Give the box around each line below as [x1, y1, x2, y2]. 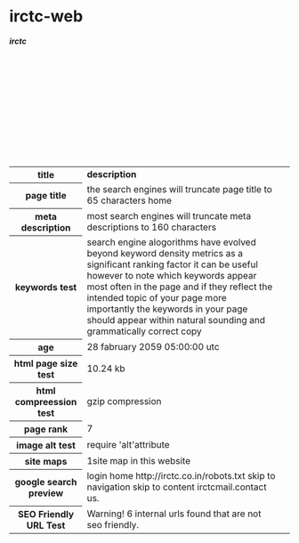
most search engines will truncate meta [86, 209, 252, 222]
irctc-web [9, 6, 84, 27]
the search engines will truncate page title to [86, 183, 273, 196]
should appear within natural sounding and [86, 314, 265, 327]
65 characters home [86, 194, 172, 207]
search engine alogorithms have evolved [86, 236, 256, 248]
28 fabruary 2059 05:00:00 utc [86, 340, 220, 353]
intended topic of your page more [86, 292, 227, 304]
